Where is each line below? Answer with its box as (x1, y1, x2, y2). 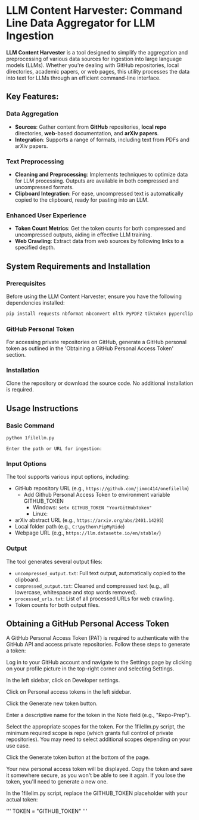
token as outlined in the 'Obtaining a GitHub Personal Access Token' (6, 345, 174, 352)
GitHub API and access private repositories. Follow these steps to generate (6, 641, 191, 648)
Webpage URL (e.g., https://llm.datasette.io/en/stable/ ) (14, 529, 161, 536)
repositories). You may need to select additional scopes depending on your (6, 736, 191, 743)
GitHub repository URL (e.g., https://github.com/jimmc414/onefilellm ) (14, 485, 189, 492)
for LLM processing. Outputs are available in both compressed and (14, 177, 179, 184)
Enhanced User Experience (6, 211, 86, 219)
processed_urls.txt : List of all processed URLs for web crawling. (14, 595, 175, 602)
